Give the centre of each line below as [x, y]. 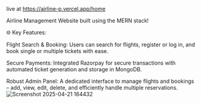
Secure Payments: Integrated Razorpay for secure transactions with [91, 63]
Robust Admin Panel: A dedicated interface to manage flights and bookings [100, 81]
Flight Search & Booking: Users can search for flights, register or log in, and [101, 44]
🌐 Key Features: [26, 32]
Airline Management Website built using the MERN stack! [77, 20]
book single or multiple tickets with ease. [57, 51]
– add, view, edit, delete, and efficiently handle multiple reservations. [92, 87]
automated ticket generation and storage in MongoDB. [74, 69]
